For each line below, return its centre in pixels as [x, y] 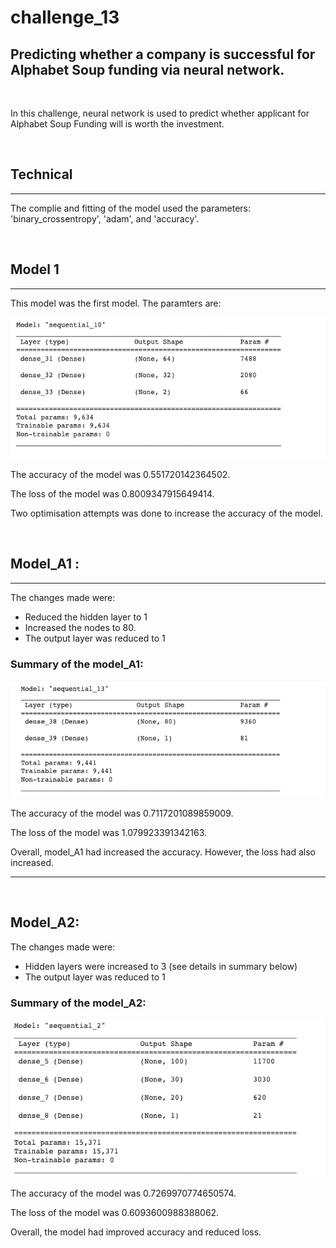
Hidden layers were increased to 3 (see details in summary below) [161, 966]
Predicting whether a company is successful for [163, 54]
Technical [41, 174]
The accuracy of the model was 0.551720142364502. [120, 475]
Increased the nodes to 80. [80, 627]
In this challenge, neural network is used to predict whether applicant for [160, 113]
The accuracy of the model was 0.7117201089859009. [122, 813]
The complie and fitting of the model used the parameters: [131, 208]
